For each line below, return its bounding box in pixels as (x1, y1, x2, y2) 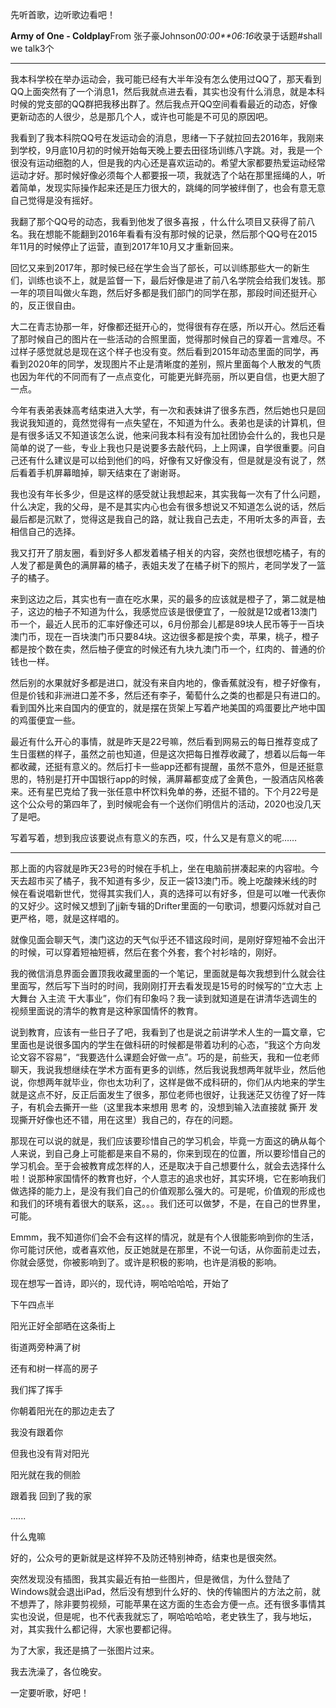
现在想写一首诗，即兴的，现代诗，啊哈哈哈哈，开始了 (10, 1278, 230, 1289)
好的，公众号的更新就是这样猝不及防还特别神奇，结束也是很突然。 (10, 1552, 282, 1563)
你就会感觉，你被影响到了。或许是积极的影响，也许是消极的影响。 (10, 1256, 282, 1268)
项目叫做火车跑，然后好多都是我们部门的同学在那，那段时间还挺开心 (36, 287, 317, 298)
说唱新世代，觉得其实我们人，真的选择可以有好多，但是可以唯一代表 (36, 888, 317, 899)
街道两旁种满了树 (10, 1341, 81, 1353)
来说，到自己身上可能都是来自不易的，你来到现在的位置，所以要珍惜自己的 (18, 1148, 326, 1159)
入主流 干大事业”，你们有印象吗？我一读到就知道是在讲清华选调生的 (38, 993, 318, 1004)
